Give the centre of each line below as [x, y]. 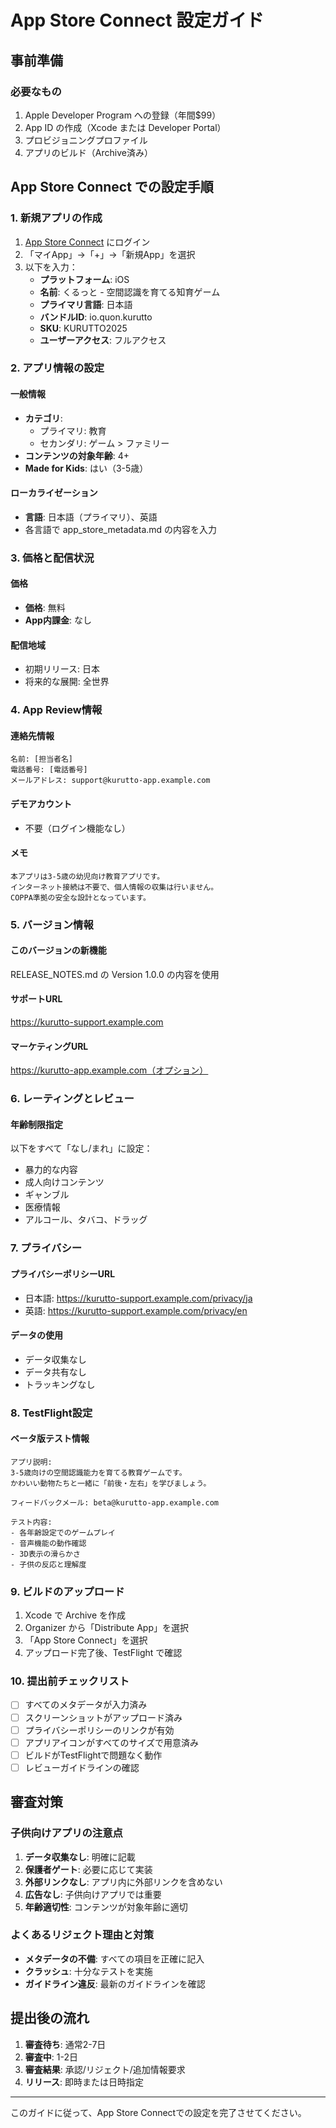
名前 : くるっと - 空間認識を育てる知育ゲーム [130, 292]
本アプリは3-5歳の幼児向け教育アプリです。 [87, 876]
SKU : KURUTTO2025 [83, 328]
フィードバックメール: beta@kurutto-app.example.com [114, 1502]
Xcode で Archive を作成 [75, 1615]
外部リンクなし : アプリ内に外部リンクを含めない [123, 1882]
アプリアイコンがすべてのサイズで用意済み [112, 1742]
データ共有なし [55, 1372]
